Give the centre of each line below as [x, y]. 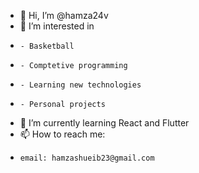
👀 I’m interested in [57, 26]
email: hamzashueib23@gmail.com [87, 158]
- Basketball [47, 46]
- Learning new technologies [80, 85]
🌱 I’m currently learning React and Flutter [104, 123]
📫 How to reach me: [62, 134]
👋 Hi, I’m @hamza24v [64, 15]
